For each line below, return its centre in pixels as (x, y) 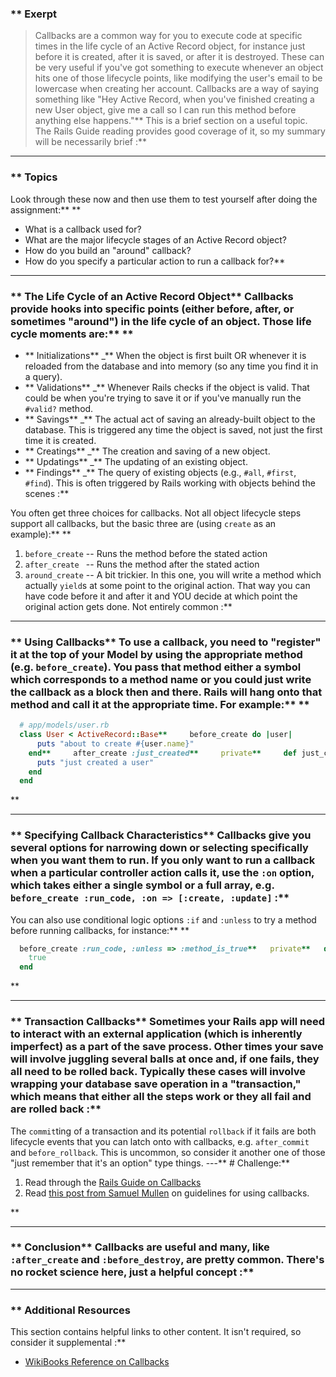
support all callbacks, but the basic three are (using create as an (143, 523)
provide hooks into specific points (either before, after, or (152, 309)
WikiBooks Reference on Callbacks (97, 1362)
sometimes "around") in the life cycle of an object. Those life (161, 321)
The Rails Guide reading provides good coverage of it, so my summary (180, 131)
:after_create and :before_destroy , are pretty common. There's (167, 1260)
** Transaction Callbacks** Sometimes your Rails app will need (167, 1022)
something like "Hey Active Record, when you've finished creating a (174, 99)
